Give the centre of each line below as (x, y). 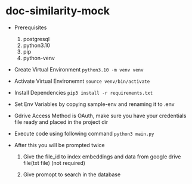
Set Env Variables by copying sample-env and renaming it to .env (94, 104)
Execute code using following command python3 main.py (84, 133)
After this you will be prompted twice (59, 145)
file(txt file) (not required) (54, 163)
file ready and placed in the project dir (61, 122)
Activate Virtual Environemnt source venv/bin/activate (82, 81)
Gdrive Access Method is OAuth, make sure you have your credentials (100, 116)
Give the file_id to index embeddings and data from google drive (102, 157)
